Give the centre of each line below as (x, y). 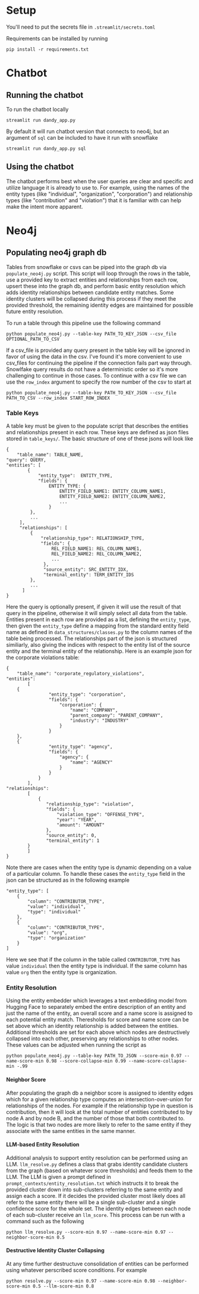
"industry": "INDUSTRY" (99, 721)
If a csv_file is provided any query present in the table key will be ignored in (98, 350)
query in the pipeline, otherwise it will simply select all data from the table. (97, 613)
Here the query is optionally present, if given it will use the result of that (94, 607)
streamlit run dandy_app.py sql (46, 149)
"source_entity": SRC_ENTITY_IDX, (86, 570)
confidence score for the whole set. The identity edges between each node (99, 1208)
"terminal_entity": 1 (73, 841)
